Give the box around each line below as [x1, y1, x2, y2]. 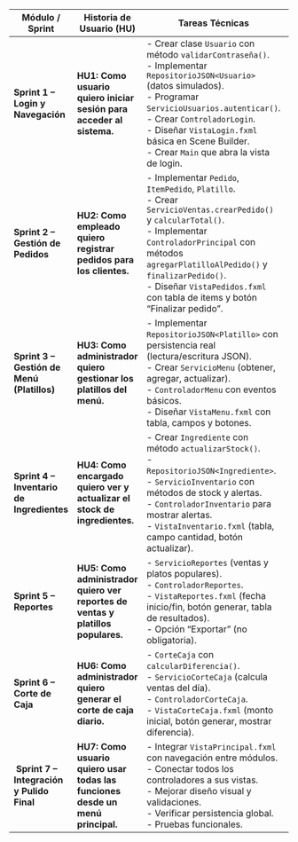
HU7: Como [76, 741, 127, 752]
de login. [145, 157, 184, 169]
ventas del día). [145, 682, 211, 694]
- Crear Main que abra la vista [145, 146, 271, 158]
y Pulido [13, 785, 49, 797]
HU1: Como [76, 70, 127, 82]
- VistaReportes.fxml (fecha [145, 590, 266, 602]
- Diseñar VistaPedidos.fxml [145, 280, 267, 292]
